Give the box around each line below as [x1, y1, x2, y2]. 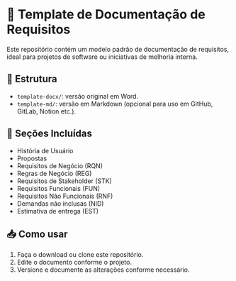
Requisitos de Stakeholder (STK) [16, 177, 113, 185]
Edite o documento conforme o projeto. [16, 258, 133, 267]
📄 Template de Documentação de [6, 6, 206, 23]
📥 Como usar [6, 228, 68, 240]
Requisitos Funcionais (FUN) [16, 184, 101, 192]
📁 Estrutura [6, 73, 57, 85]
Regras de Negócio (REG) [16, 169, 92, 177]
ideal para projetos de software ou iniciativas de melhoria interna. [6, 53, 198, 61]
